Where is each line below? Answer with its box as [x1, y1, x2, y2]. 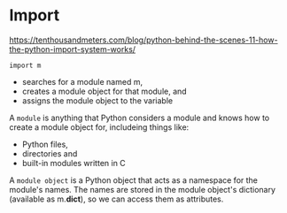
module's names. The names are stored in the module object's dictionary [9, 184, 276, 194]
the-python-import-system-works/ [9, 43, 136, 54]
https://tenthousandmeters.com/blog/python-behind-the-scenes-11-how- [9, 34, 278, 45]
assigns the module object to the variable [21, 95, 174, 106]
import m [9, 61, 42, 70]
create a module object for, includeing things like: [9, 121, 190, 133]
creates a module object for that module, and [21, 86, 188, 96]
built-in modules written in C [21, 157, 126, 168]
